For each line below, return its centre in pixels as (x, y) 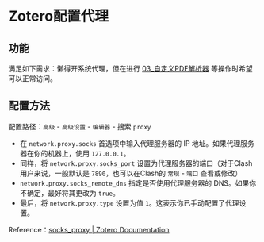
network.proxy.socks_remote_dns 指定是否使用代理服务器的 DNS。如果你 (138, 182)
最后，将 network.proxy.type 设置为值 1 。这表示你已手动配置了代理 (129, 202)
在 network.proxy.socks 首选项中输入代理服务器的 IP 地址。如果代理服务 (137, 143)
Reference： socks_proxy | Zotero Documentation (89, 229)
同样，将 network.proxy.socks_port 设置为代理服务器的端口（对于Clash (136, 163)
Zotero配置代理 (59, 16)
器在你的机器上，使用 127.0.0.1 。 (75, 153)
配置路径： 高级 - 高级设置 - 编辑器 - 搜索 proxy (80, 126)
